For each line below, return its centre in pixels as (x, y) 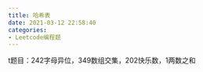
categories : (27, 30)
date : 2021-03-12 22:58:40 (52, 23)
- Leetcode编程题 (34, 37)
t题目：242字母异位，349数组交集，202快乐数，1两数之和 (102, 60)
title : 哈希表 (29, 15)
